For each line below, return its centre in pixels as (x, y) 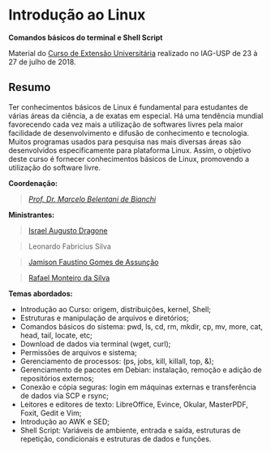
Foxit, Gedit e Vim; (51, 413)
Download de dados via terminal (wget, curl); (95, 344)
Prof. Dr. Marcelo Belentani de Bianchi (92, 199)
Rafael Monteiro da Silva (69, 277)
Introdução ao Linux (77, 15)
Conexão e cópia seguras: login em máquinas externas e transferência (138, 387)
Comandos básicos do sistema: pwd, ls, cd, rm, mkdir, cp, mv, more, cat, (142, 326)
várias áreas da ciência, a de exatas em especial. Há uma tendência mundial (136, 115)
